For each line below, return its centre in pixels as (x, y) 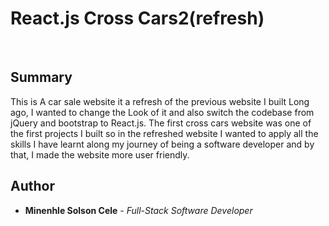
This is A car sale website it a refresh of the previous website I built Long (160, 101)
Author (32, 186)
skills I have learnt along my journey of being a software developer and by (162, 144)
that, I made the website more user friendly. (100, 154)
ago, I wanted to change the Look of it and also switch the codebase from (162, 112)
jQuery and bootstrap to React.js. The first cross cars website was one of (161, 123)
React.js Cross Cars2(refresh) (137, 18)
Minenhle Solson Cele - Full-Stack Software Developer (138, 210)
